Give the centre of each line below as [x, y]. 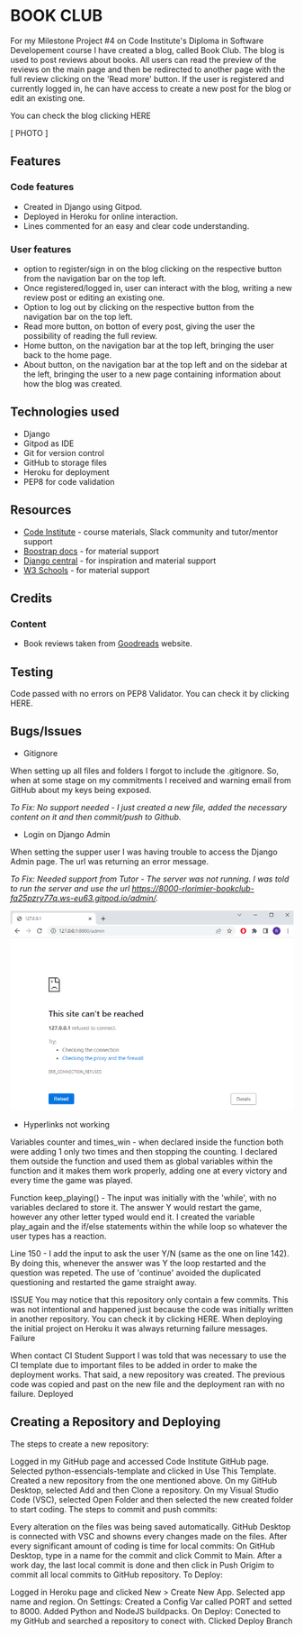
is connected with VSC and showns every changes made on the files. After [149, 1536]
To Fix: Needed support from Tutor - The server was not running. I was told [150, 879]
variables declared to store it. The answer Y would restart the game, [136, 1207]
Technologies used [65, 412]
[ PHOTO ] [29, 132]
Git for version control [64, 452]
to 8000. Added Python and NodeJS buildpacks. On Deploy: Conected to [146, 1611]
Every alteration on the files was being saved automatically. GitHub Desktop [151, 1526]
